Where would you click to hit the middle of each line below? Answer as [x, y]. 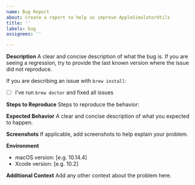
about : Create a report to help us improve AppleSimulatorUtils [88, 17]
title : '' [19, 23]
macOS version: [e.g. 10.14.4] [51, 157]
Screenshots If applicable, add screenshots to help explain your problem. [97, 134]
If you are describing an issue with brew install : [66, 81]
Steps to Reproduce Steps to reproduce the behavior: [73, 105]
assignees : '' [24, 34]
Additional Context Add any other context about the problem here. [89, 175]
